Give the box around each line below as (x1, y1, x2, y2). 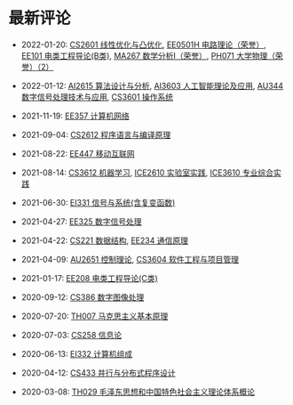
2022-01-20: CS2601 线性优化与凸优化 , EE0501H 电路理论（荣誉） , (20, 39, 267, 50)
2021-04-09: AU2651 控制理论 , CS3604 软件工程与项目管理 (20, 254, 239, 264)
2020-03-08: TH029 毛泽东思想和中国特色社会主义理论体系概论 (20, 386, 255, 397)
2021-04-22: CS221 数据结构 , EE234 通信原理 (20, 235, 188, 246)
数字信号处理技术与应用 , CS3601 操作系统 (20, 91, 174, 102)
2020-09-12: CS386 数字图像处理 (20, 291, 145, 303)
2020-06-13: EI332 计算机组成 (20, 348, 133, 359)
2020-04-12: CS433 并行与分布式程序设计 (20, 367, 176, 378)
